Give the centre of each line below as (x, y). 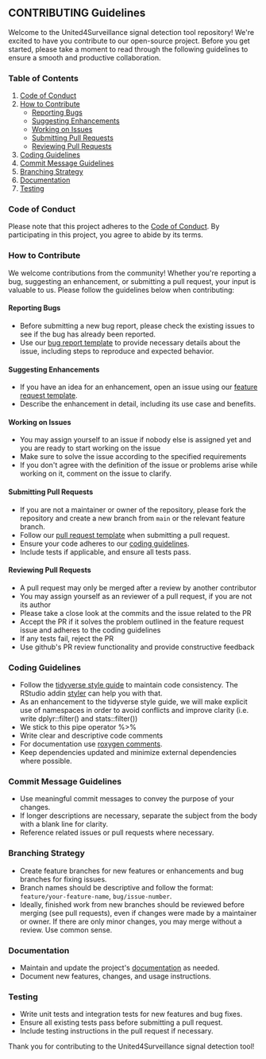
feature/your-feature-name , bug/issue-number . (96, 896)
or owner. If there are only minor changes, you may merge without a (131, 921)
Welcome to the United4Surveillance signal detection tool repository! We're (131, 32)
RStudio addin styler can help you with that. (91, 693)
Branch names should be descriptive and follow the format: (117, 887)
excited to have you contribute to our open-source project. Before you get (129, 41)
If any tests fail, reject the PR (66, 638)
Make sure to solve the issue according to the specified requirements (133, 457)
